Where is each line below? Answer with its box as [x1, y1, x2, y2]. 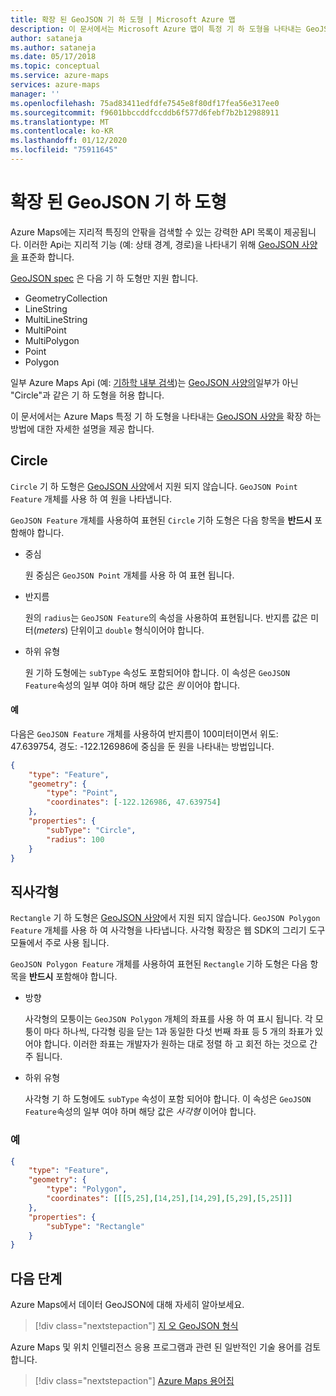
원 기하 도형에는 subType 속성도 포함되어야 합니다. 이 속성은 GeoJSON [24, 666, 290, 678]
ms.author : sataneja [10, 42, 97, 53]
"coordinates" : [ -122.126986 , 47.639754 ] [46, 797, 222, 808]
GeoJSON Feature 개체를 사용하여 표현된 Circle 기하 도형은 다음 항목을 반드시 [10, 514, 313, 526]
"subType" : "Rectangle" [46, 1221, 145, 1231]
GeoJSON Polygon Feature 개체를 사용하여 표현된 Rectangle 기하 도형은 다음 [10, 958, 308, 970]
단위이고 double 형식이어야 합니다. [70, 624, 205, 636]
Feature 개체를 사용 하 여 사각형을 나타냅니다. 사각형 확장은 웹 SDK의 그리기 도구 [10, 924, 326, 936]
